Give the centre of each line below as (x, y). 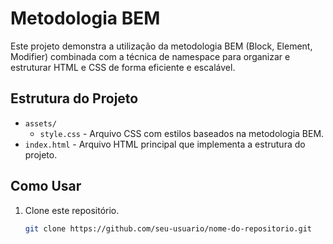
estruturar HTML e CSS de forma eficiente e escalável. (123, 67)
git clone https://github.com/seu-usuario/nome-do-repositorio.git (168, 228)
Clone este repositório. (72, 210)
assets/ (40, 123)
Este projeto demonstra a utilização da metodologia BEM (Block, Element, (161, 46)
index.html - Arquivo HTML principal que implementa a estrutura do (165, 144)
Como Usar (46, 186)
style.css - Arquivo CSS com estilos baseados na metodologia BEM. (182, 133)
